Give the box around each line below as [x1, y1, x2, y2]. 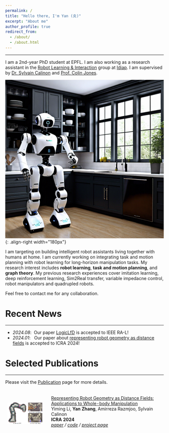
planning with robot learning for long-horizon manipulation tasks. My [5, 259, 147, 265]
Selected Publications [5, 358, 99, 369]
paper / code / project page [51, 421, 108, 427]
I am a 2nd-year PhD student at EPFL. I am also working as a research [5, 59, 150, 65]
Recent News [5, 308, 62, 319]
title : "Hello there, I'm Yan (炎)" [5, 13, 81, 19]
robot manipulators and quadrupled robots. [5, 281, 95, 287]
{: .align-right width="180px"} [5, 239, 66, 245]
